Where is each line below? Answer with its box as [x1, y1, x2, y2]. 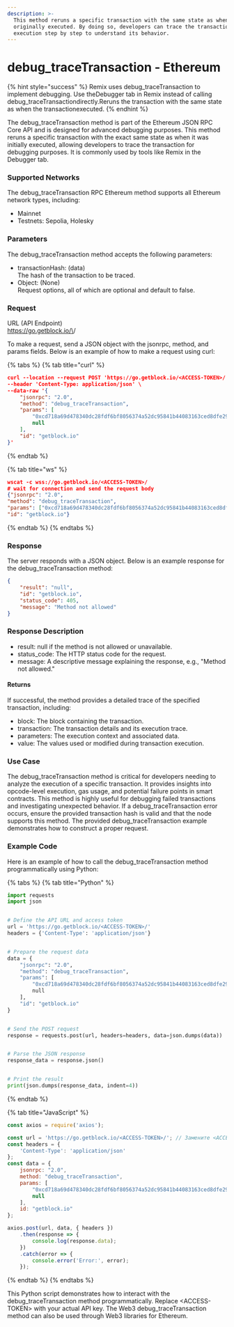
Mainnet [17, 210, 41, 218]
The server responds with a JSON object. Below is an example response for [7, 557, 225, 565]
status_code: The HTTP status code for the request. [17, 649, 166, 658]
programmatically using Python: [7, 864, 99, 873]
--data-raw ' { [7, 387, 49, 394]
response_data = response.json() [7, 1057, 104, 1064]
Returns [7, 681, 31, 689]
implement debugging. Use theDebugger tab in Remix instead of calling [7, 90, 212, 98]
